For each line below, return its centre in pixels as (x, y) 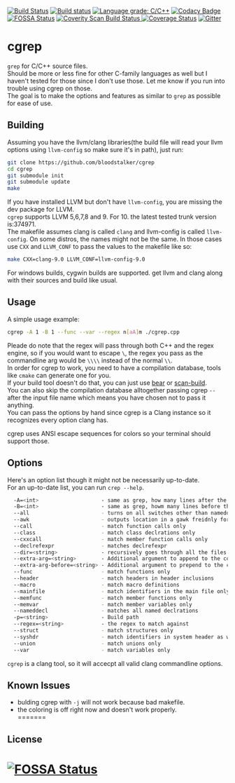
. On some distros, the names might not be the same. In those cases (124, 239)
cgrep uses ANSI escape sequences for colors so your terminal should (109, 433)
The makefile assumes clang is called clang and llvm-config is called (106, 232)
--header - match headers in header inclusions (114, 578)
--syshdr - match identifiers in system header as (119, 637)
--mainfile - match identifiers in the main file (114, 591)
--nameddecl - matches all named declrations (106, 611)
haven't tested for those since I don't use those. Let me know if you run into (116, 81)
